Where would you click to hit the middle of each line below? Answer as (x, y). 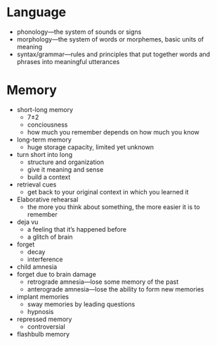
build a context (49, 177)
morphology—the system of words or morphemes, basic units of (110, 39)
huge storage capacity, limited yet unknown (91, 147)
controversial (46, 326)
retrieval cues (37, 184)
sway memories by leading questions (81, 304)
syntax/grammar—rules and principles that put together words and (113, 54)
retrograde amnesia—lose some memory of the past (103, 282)
